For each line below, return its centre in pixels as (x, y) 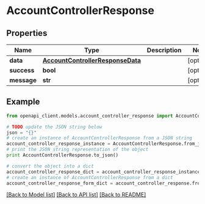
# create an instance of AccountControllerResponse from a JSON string (99, 138)
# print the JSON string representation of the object (77, 150)
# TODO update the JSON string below (54, 127)
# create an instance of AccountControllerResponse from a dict (90, 177)
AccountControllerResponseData (92, 60)
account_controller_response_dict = (53, 172)
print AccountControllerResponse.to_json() (63, 155)
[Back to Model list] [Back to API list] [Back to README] (76, 195)
